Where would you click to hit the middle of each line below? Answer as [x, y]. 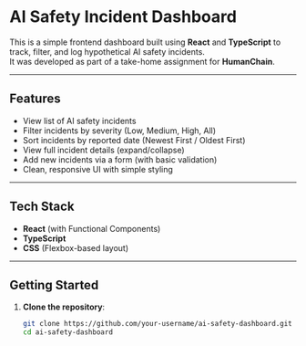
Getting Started [54, 285]
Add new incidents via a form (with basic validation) [120, 159]
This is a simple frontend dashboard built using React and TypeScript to [145, 42]
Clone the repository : [64, 307]
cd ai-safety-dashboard [68, 332]
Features [35, 99]
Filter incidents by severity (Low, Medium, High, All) [119, 131]
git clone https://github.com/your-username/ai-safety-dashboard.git [158, 324]
